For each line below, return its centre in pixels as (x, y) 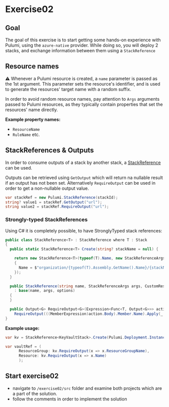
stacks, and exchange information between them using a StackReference (80, 51)
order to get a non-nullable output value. (47, 188)
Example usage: (22, 328)
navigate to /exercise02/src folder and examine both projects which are (87, 388)
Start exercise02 (32, 376)
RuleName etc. (26, 134)
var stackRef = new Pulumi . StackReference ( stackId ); (62, 197)
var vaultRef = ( (23, 346)
